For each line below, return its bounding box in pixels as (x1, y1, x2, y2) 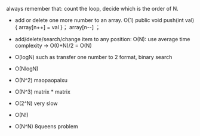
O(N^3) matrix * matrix (14, 88, 70, 95)
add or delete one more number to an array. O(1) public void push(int (14, 17, 184, 23)
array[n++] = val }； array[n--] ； (19, 24, 101, 30)
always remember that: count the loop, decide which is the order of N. (6, 5, 179, 12)
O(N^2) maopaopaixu (14, 77, 67, 84)
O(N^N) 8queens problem (14, 123, 79, 130)
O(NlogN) (14, 65, 39, 72)
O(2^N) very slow (14, 100, 58, 107)
